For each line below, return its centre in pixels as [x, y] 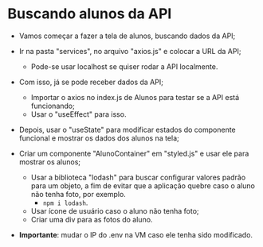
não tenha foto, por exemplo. [79, 194]
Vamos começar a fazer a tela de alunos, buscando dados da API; [127, 36]
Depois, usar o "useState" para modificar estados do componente [127, 129]
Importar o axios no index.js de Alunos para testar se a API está [135, 97]
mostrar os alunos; [50, 162]
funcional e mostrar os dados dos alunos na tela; [99, 138]
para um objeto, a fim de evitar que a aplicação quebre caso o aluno [143, 185]
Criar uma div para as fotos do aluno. [92, 219]
